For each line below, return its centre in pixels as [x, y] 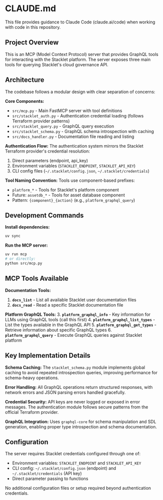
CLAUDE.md [31, 9]
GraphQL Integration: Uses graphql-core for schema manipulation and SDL [81, 422]
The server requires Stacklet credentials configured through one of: [73, 454]
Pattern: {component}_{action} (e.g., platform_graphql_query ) [73, 200]
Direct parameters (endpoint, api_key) [50, 160]
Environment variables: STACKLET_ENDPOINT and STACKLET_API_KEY [77, 463]
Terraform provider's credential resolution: [47, 151]
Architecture [25, 80]
